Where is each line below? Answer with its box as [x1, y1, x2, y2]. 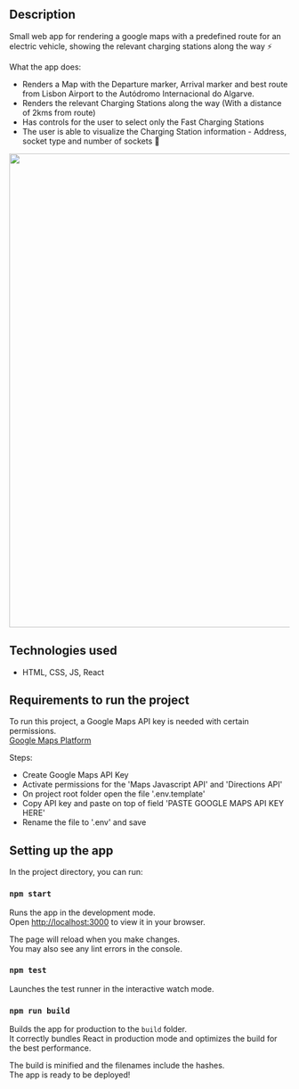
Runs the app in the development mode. [9, 907, 156, 918]
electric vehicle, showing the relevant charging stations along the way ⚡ [9, 40, 273, 52]
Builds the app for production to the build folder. [9, 1024, 188, 1035]
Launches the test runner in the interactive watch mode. [9, 983, 215, 994]
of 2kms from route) [21, 107, 96, 118]
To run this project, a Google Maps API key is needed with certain [9, 716, 249, 727]
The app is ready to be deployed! [9, 1069, 131, 1080]
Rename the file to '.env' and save [21, 817, 147, 828]
